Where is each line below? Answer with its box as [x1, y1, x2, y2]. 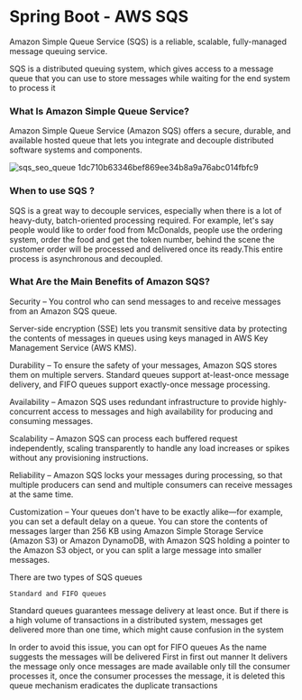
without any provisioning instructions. [9, 452, 149, 463]
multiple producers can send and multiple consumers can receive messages [9, 479, 293, 490]
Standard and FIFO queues [9, 589, 106, 598]
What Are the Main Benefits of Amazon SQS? [9, 275, 210, 288]
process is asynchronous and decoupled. [9, 253, 163, 263]
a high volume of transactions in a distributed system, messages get [9, 614, 263, 625]
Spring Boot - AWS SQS [9, 6, 189, 27]
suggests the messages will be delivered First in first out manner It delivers [9, 651, 288, 662]
